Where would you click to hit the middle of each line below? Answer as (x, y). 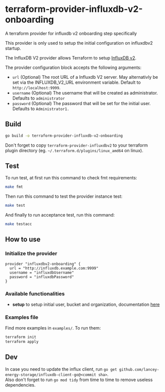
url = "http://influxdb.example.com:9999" (54, 268)
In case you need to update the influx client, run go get (61, 369)
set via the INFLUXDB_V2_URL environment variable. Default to (77, 82)
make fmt (14, 187)
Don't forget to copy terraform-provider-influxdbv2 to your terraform (77, 145)
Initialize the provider (31, 254)
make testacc (19, 224)
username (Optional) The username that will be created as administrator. (85, 93)
